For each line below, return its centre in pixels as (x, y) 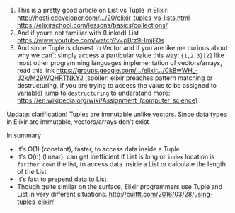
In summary (24, 135)
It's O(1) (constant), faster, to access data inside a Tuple (98, 149)
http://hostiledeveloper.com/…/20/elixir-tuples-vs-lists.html (103, 18)
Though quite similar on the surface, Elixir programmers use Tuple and (120, 186)
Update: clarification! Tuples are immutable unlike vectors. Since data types (117, 114)
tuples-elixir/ (35, 202)
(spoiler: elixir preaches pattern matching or (149, 78)
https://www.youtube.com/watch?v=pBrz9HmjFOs (90, 40)
